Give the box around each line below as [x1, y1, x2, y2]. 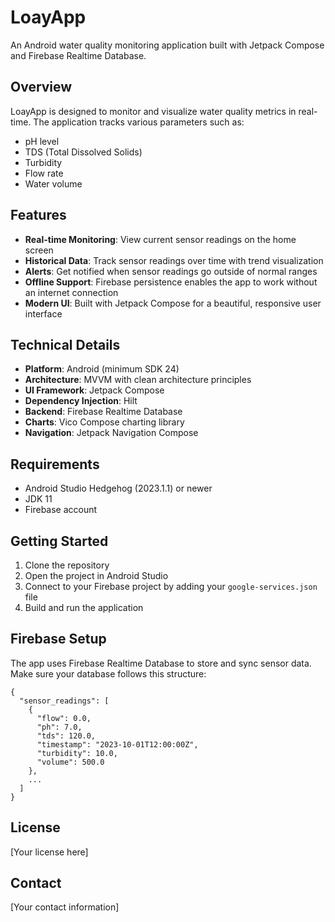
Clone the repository [24, 559, 110, 571]
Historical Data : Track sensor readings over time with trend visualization [24, 254, 324, 266]
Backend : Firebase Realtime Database [24, 406, 183, 418]
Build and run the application [24, 602, 144, 613]
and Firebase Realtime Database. [10, 49, 147, 61]
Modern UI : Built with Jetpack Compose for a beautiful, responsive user [24, 297, 322, 309]
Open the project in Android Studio [24, 570, 169, 581]
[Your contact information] [10, 901, 120, 913]
